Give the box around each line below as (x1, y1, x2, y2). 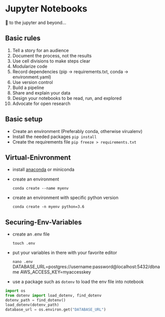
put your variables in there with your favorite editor (12, 249, 117, 255)
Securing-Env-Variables (5, 218, 82, 226)
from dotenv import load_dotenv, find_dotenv (5, 293, 101, 298)
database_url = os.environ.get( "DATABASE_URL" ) (5, 307, 106, 312)
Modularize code (12, 63, 47, 69)
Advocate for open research (12, 100, 71, 106)
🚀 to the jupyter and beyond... (5, 19, 66, 25)
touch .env (12, 241, 35, 246)
